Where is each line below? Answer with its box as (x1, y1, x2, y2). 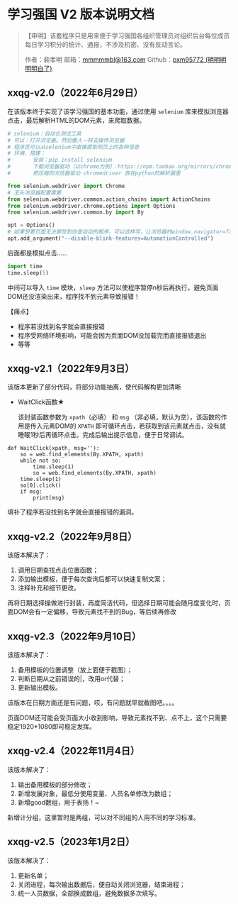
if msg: (20, 488, 42, 495)
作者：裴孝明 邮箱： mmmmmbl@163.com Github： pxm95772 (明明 (24, 55, 221, 64)
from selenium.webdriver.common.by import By (7, 209, 144, 216)
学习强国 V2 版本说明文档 (7, 6, 154, 23)
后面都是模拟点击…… (7, 248, 69, 257)
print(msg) (33, 495, 65, 502)
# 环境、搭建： (7, 150, 46, 157)
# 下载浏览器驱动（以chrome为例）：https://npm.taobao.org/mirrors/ (7, 163, 216, 170)
